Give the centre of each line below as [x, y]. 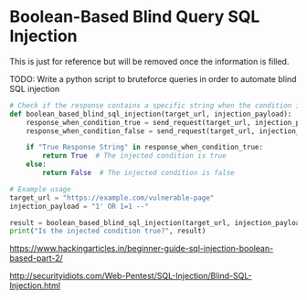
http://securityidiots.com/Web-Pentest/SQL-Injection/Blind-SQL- [131, 276]
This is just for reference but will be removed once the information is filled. [149, 61]
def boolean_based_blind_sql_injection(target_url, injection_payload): [151, 114]
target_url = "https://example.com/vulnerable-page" [112, 198]
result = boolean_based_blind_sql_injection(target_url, [120, 222]
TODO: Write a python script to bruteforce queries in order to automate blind [153, 78]
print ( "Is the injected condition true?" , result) [108, 231]
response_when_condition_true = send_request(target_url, [138, 122]
